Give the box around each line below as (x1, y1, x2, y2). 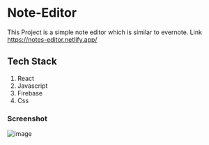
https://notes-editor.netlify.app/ (7, 35, 98, 43)
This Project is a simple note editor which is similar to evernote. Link (7, 28, 202, 36)
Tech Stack (7, 56, 57, 68)
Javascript (17, 82, 48, 90)
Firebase (17, 89, 43, 97)
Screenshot (7, 114, 47, 123)
